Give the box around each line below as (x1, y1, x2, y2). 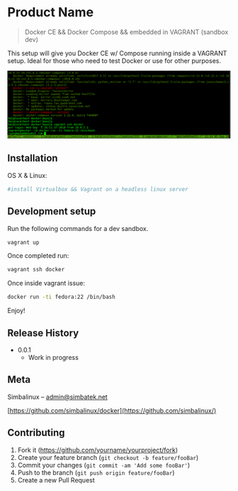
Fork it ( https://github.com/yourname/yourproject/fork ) (17, 446, 178, 454)
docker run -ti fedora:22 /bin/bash (7, 293, 115, 301)
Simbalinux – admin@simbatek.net (7, 393, 108, 401)
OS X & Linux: (7, 171, 47, 179)
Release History (7, 327, 79, 339)
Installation (7, 152, 58, 164)
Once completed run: (7, 252, 69, 260)
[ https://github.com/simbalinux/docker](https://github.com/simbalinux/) (7, 406, 217, 414)
